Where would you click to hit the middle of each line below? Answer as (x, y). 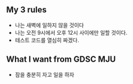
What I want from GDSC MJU (61, 59)
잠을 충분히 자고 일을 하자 (45, 74)
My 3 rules (26, 10)
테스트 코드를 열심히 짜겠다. (47, 40)
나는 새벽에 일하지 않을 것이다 (49, 25)
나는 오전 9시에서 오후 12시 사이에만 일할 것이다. (71, 32)
